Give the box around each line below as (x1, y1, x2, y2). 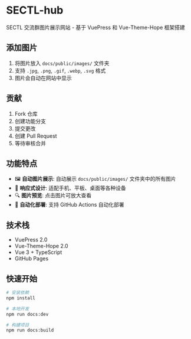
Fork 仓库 (14, 110, 38, 117)
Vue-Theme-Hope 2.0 (14, 243, 69, 250)
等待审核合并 (14, 139, 46, 146)
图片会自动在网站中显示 (14, 74, 72, 82)
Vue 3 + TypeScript (14, 249, 62, 256)
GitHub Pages (14, 255, 49, 262)
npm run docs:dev (6, 311, 49, 317)
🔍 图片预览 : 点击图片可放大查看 (14, 192, 92, 199)
